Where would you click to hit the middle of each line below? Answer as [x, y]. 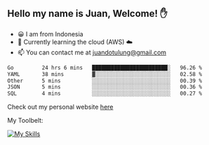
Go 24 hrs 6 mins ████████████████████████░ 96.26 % [104, 68]
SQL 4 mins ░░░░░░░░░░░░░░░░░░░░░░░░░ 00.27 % [104, 94]
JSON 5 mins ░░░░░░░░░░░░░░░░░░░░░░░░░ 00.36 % [104, 87]
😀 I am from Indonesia [50, 34]
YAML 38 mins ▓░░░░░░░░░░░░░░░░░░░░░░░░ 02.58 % [104, 74]
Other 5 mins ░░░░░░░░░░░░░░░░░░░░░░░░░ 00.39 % [104, 81]
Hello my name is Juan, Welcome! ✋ [88, 14]
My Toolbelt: [25, 121]
